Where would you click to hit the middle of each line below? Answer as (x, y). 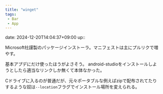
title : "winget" (22, 10)
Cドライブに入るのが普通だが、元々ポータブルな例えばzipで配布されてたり (81, 81)
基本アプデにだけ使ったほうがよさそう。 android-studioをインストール (77, 64)
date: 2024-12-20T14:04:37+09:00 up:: (45, 37)
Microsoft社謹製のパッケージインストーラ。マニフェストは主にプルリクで (80, 48)
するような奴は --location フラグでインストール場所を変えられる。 (72, 87)
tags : (11, 14)
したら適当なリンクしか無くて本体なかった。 (59, 70)
